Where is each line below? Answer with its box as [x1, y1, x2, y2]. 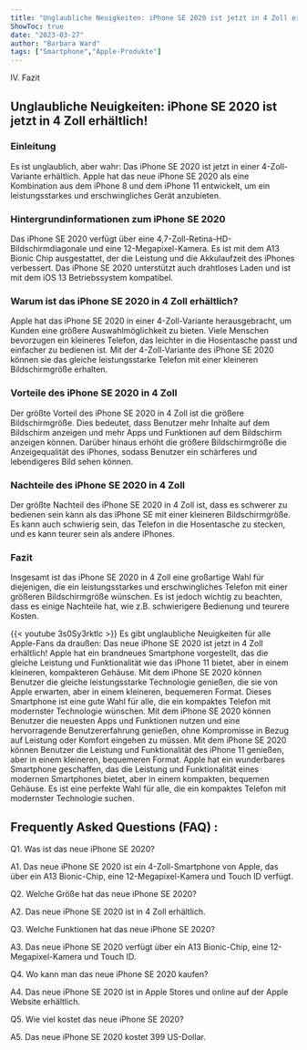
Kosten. [10, 611, 39, 622]
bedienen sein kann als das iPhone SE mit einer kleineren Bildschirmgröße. [10, 510, 291, 520]
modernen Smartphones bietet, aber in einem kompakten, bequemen [10, 774, 270, 785]
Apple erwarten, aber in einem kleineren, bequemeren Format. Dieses [10, 686, 272, 697]
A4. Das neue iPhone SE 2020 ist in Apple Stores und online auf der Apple [10, 986, 289, 998]
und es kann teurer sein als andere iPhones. [10, 529, 176, 539]
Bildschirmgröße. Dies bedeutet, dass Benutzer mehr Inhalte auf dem [10, 417, 270, 428]
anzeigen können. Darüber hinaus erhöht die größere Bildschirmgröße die [10, 437, 288, 448]
